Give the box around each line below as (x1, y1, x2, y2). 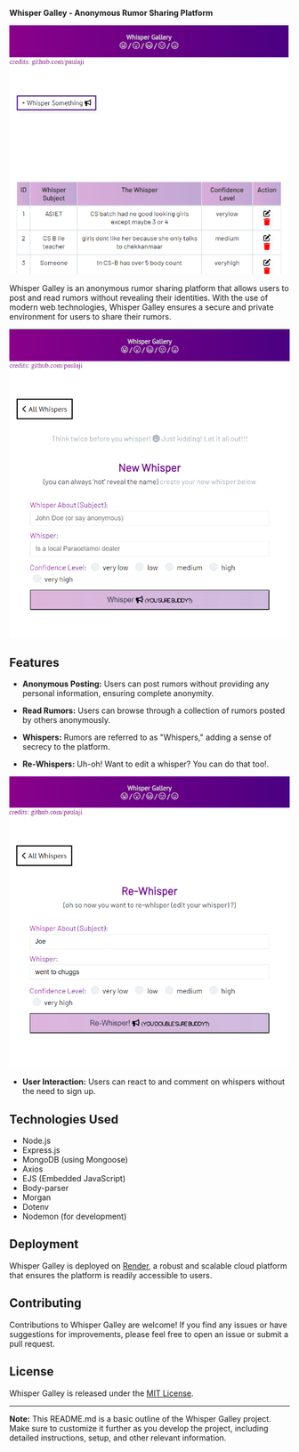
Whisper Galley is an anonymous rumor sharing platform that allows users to (9, 283, 289, 294)
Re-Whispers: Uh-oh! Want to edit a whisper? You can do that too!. (21, 758, 270, 769)
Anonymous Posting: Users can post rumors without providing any (21, 678, 270, 689)
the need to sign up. (21, 1086, 96, 1097)
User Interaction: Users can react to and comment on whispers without (21, 1076, 286, 1087)
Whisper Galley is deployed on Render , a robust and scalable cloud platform (9, 1260, 287, 1271)
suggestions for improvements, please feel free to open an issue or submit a (9, 1328, 289, 1339)
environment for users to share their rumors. (9, 312, 172, 322)
